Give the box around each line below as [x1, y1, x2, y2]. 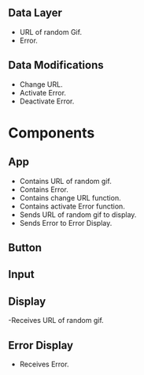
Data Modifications [8, 58, 104, 72]
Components [8, 124, 95, 141]
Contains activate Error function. [19, 201, 126, 211]
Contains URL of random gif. [19, 176, 112, 186]
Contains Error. [19, 185, 68, 194]
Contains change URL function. [19, 193, 121, 202]
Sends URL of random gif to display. [19, 209, 137, 219]
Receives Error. [19, 359, 69, 369]
